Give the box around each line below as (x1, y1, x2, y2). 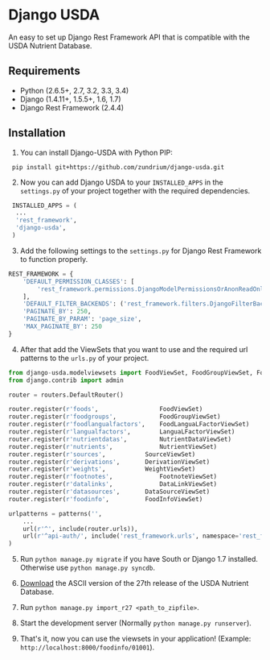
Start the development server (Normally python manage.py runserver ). (19, 618, 252, 628)
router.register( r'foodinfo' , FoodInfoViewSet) (8, 495, 203, 503)
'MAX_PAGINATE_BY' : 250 (22, 322, 103, 331)
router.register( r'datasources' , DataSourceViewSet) (8, 488, 211, 496)
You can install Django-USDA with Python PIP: (19, 147, 173, 157)
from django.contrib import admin (8, 376, 125, 384)
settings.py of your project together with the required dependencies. (19, 185, 251, 195)
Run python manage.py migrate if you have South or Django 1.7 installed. (19, 554, 259, 564)
